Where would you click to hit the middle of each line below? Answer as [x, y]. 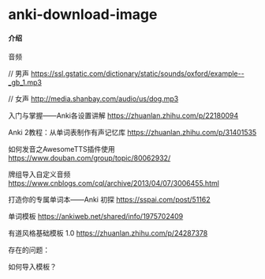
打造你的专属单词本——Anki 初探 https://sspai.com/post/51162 [109, 200]
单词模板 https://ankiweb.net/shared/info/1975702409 [96, 217]
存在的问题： [29, 250]
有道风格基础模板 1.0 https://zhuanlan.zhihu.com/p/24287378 [108, 233]
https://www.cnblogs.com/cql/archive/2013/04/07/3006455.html [114, 183]
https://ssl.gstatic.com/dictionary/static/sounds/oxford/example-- [137, 74]
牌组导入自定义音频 [39, 175]
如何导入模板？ [32, 267]
